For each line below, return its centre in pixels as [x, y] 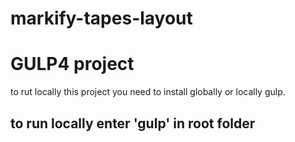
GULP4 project [72, 64]
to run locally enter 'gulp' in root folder [133, 123]
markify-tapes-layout [101, 18]
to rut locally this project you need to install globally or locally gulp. [148, 92]
